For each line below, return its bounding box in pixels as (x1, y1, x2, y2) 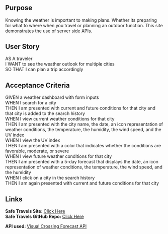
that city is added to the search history (5, 110, 86, 116)
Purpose (5, 4, 33, 12)
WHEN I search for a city (5, 100, 56, 106)
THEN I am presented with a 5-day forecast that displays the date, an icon (5, 159, 158, 165)
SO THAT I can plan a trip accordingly (5, 67, 83, 73)
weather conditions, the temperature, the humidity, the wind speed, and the (5, 127, 162, 133)
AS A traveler (5, 55, 33, 62)
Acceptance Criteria (5, 81, 70, 89)
